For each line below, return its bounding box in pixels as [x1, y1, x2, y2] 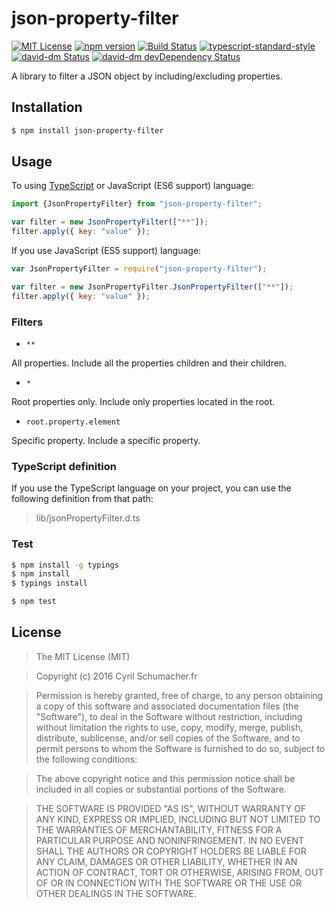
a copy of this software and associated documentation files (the [35, 700, 299, 712]
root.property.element [25, 417, 121, 427]
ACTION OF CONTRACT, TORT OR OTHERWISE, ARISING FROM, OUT [35, 866, 324, 878]
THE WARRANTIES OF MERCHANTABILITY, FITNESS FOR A [35, 823, 283, 836]
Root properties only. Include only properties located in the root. [11, 395, 276, 407]
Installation [11, 99, 83, 116]
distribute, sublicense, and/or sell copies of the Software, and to [35, 732, 301, 744]
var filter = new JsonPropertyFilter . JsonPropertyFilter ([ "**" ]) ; [11, 282, 294, 292]
